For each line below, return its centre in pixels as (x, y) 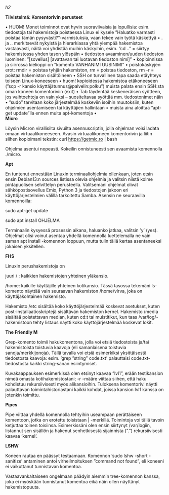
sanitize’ (14, 461)
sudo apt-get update (27, 211)
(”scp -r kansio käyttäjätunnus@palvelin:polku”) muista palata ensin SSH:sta (85, 86)
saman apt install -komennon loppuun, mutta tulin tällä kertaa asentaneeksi (83, 241)
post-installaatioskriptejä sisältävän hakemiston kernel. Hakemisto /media (82, 312)
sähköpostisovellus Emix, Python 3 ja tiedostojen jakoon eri (67, 190)
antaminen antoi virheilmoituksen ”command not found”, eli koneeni (94, 461)
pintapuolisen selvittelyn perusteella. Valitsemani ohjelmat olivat (72, 185)
